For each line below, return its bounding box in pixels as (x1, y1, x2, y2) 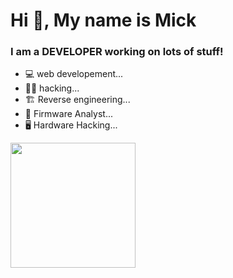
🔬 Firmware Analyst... (24, 108, 113, 120)
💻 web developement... (24, 68, 124, 80)
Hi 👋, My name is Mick (10, 9, 197, 32)
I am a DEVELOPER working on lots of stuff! (10, 45, 224, 59)
